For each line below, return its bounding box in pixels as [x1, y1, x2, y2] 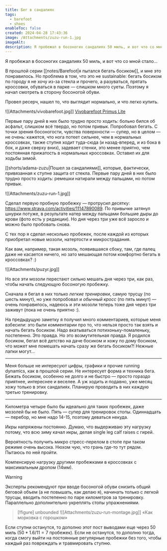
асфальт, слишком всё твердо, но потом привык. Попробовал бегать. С [5, 123, 158, 129]
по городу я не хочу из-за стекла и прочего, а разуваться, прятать [5, 78, 147, 84]
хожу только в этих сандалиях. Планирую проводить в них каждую [5, 384, 149, 390]
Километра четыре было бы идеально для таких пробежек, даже [5, 403, 144, 409]
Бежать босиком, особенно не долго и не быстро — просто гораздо [5, 373, 151, 379]
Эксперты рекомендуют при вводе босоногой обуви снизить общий [5, 484, 151, 490]
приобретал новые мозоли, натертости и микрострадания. [5, 236, 131, 242]
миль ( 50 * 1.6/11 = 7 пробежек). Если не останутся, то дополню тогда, [5, 530, 156, 536]
